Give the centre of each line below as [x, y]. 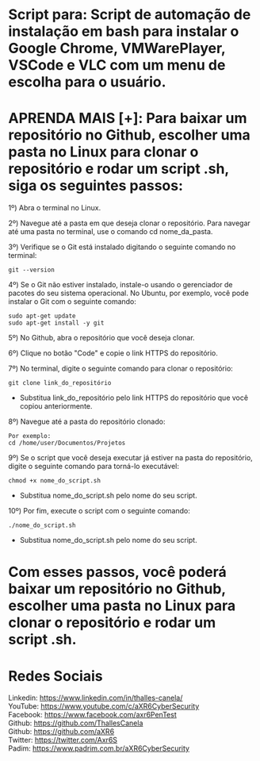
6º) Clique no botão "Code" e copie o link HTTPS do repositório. [113, 353]
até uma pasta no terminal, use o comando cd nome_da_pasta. [111, 232]
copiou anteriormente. [56, 406]
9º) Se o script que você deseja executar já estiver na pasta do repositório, [131, 458]
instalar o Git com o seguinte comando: [73, 302]
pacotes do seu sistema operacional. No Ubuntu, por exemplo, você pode [129, 293]
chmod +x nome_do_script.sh [55, 481]
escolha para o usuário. [87, 82]
